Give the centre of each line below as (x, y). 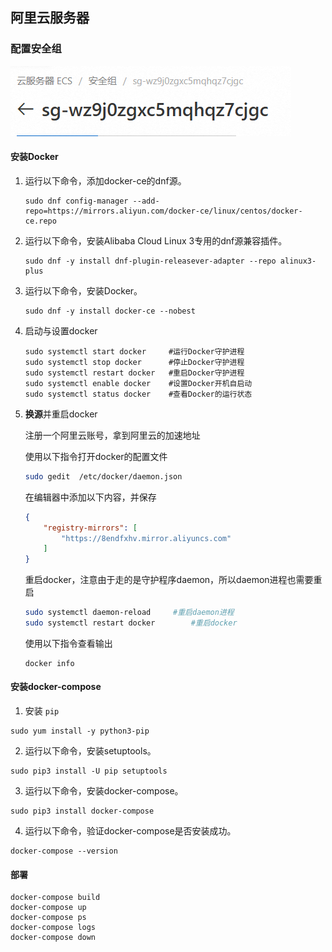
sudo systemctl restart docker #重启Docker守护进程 (134, 373)
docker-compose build (55, 898)
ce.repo (40, 221)
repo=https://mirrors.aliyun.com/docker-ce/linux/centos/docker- (163, 211)
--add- (146, 201)
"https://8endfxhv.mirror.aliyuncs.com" (146, 538)
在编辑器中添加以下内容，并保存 (90, 497)
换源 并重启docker (61, 414)
